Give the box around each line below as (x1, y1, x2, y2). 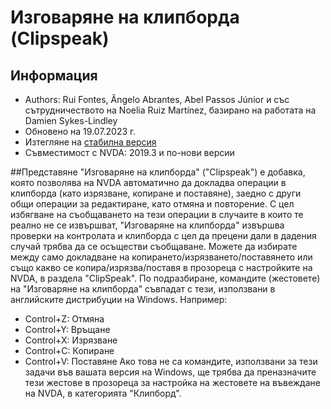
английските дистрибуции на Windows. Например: (10, 294, 228, 305)
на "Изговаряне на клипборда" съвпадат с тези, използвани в (10, 283, 276, 295)
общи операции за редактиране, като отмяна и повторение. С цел (10, 198, 295, 210)
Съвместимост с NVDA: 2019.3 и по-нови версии (24, 147, 235, 158)
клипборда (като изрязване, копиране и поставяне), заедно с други (10, 187, 302, 199)
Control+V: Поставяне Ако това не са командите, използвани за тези (24, 356, 318, 367)
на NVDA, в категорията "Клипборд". (24, 387, 182, 399)
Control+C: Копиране (24, 345, 115, 356)
